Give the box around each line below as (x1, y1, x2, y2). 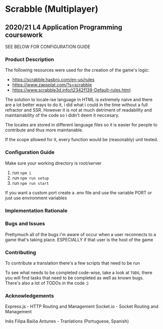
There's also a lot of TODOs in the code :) (5, 280, 89, 286)
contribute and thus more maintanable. (5, 127, 83, 133)
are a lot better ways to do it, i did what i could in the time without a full (5, 102, 148, 108)
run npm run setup (12, 175, 49, 180)
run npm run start (12, 180, 49, 186)
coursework (5, 30, 43, 39)
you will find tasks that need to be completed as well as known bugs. (5, 275, 144, 281)
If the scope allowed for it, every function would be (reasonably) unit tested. (5, 137, 158, 143)
